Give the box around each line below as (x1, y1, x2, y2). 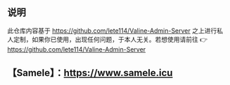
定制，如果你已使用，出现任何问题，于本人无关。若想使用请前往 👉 (13, 35, 208, 43)
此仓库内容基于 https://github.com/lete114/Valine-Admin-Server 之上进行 (7, 26, 217, 35)
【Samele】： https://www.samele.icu (7, 67, 173, 79)
